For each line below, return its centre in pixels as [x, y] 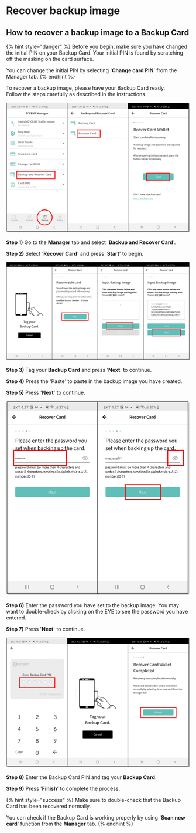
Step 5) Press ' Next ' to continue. [46, 392]
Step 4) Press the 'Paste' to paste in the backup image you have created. [94, 381]
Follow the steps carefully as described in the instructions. [76, 94]
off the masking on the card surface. [50, 59]
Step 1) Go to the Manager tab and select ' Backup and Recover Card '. [91, 242]
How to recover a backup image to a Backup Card [97, 33]
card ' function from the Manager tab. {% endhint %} [70, 824]
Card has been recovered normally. [49, 806]
